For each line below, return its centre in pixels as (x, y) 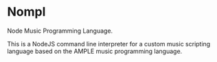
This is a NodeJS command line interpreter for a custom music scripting (109, 44)
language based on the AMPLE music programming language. (95, 51)
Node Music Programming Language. (60, 31)
